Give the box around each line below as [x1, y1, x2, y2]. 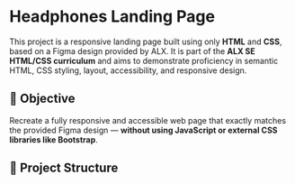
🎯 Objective [9, 91, 76, 106]
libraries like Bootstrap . [9, 133, 99, 145]
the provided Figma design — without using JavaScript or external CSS [9, 124, 278, 135]
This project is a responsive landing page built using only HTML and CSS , [9, 36, 282, 47]
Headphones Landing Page [9, 6, 216, 27]
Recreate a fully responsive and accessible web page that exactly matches [9, 115, 286, 125]
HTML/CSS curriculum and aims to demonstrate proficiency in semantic [9, 55, 279, 66]
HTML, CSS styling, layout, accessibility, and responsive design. [9, 65, 247, 76]
